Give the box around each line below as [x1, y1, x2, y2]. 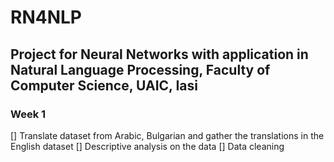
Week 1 [10, 107, 47, 121]
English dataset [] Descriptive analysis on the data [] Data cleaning [10, 140, 285, 152]
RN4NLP [10, 6, 82, 29]
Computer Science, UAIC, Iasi [10, 77, 198, 94]
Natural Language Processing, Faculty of [10, 61, 271, 78]
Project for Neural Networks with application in [10, 46, 309, 63]
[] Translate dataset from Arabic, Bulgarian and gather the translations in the [10, 129, 325, 141]
